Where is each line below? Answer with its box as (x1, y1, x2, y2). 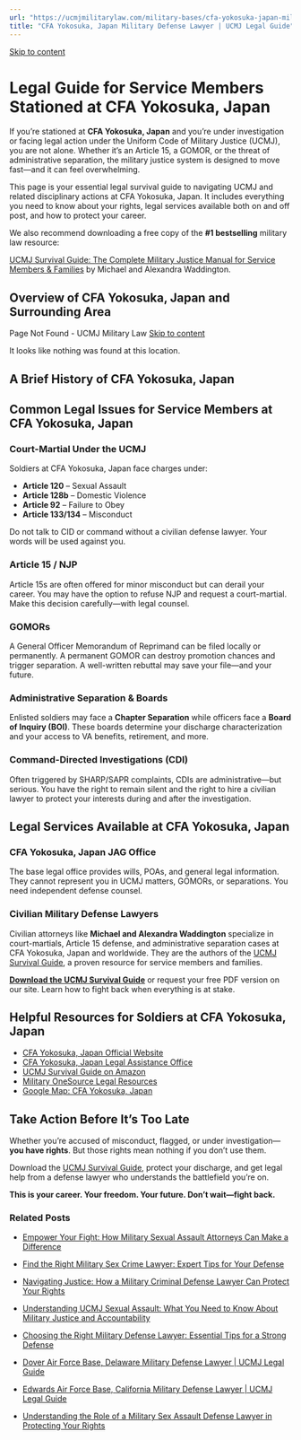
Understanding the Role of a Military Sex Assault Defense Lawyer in (21, 1410, 272, 1422)
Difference (21, 1242, 62, 1252)
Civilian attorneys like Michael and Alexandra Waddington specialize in (9, 928, 275, 938)
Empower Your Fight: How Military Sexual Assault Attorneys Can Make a (21, 1232, 289, 1243)
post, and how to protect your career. (9, 210, 147, 221)
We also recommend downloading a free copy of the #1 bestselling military (9, 228, 288, 239)
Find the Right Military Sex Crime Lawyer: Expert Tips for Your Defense (21, 1259, 285, 1270)
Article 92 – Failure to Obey (21, 500, 125, 511)
